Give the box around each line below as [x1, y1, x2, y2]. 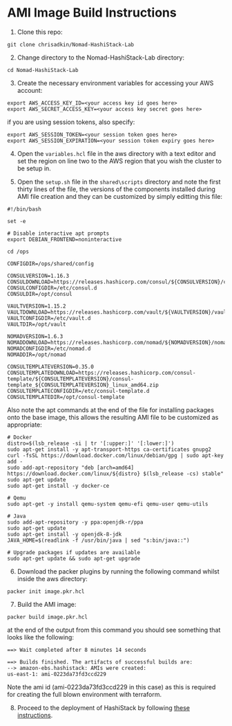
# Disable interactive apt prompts [7, 230, 110, 237]
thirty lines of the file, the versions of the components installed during [17, 185, 216, 193]
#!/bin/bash [7, 206, 41, 213]
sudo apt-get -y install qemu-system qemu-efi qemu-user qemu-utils [7, 500, 209, 507]
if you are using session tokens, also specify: [7, 118, 135, 126]
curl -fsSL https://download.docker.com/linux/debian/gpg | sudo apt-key [7, 452, 224, 459]
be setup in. [17, 164, 52, 172]
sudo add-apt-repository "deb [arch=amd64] [7, 464, 135, 471]
